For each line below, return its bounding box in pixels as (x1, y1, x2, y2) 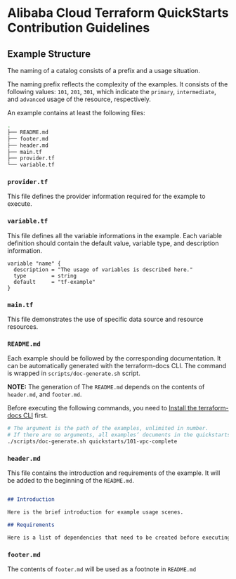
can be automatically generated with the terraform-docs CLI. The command (7, 362, 227, 370)
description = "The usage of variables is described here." (13, 266, 193, 273)
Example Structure (7, 48, 91, 60)
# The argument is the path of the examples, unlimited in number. (7, 425, 209, 432)
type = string (13, 272, 77, 279)
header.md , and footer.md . (7, 390, 82, 398)
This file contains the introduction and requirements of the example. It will (7, 469, 221, 477)
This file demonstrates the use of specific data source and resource (7, 315, 204, 324)
